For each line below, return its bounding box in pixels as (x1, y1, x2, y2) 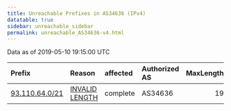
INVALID (69, 84, 98, 94)
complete (104, 88, 135, 98)
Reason (69, 69, 96, 78)
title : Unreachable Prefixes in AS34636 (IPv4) (7, 10, 146, 17)
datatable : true (7, 16, 54, 23)
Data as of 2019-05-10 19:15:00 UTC (7, 48, 110, 56)
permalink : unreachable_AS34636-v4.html (7, 29, 125, 36)
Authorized (141, 64, 179, 74)
